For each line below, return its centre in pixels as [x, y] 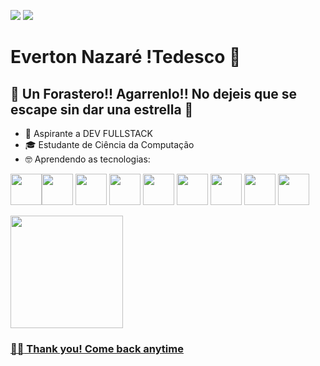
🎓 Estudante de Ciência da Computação [109, 144]
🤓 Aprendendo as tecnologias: [87, 159]
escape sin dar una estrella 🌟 [102, 109]
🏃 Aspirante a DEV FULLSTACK [88, 133]
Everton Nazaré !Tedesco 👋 [126, 57]
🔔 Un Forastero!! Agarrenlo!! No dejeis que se [154, 93]
